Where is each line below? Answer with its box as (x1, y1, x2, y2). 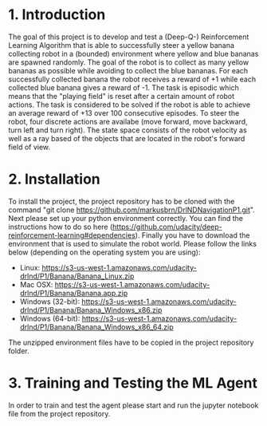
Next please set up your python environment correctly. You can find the (8, 213, 243, 223)
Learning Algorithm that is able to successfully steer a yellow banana (8, 40, 235, 49)
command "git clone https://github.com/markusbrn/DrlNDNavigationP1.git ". (8, 205, 255, 215)
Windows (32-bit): (19, 297, 80, 306)
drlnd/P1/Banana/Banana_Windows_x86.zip (19, 305, 163, 314)
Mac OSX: (19, 279, 53, 289)
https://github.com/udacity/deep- (112, 222, 222, 231)
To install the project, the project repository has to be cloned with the (8, 196, 235, 206)
